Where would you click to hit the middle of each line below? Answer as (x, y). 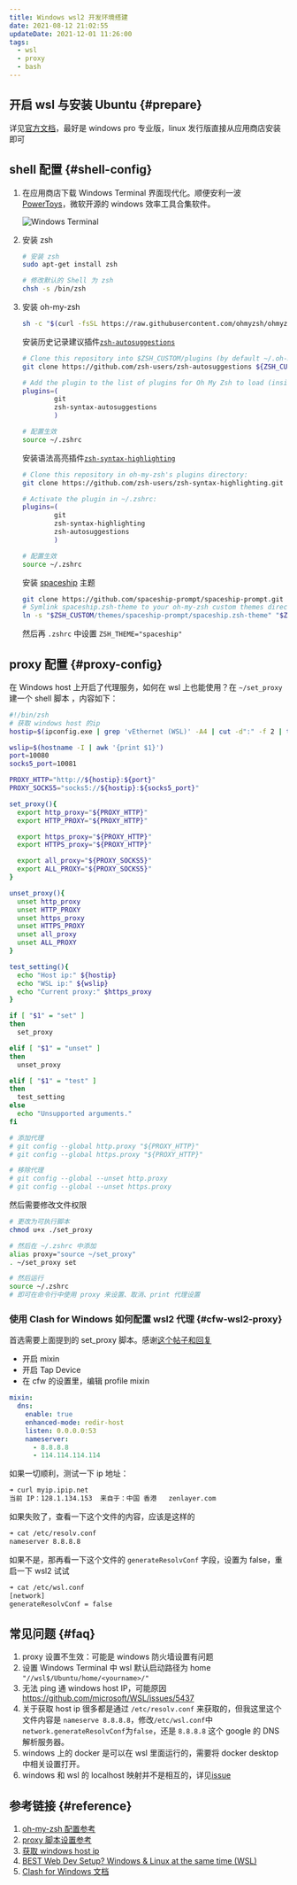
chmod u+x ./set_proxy (51, 1230)
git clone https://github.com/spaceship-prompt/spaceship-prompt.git (153, 599)
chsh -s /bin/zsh (54, 289)
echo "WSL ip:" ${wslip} (63, 983)
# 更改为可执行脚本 (40, 1222)
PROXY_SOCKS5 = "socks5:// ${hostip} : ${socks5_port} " (104, 788)
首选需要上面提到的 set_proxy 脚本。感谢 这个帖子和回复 (110, 1340)
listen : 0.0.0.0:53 (61, 1431)
